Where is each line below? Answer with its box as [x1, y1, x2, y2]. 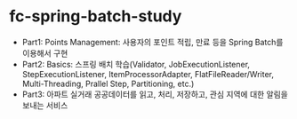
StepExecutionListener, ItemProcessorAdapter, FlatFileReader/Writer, [21, 68, 274, 79]
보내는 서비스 [21, 99, 68, 110]
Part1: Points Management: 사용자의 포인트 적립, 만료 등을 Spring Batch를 [21, 36, 284, 47]
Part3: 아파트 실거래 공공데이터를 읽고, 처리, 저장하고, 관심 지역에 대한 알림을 [21, 89, 289, 99]
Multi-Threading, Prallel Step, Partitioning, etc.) [21, 78, 195, 89]
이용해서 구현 [21, 47, 68, 59]
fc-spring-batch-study [9, 6, 182, 27]
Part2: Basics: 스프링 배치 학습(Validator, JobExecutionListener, [21, 59, 251, 69]
